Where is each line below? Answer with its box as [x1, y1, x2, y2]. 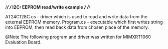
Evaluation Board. [5, 39, 42, 45]
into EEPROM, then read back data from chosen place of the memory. [5, 24, 149, 30]
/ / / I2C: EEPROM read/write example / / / [5, 4, 90, 10]
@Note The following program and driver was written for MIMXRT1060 [5, 34, 151, 40]
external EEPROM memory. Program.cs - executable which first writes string [5, 19, 163, 25]
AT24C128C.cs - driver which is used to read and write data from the [5, 14, 148, 19]
